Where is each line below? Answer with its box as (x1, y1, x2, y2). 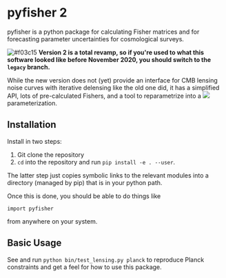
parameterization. (7, 98, 57, 107)
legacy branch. (7, 63, 50, 71)
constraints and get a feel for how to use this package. (7, 263, 162, 271)
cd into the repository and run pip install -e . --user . (17, 158, 176, 166)
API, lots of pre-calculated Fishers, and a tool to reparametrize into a (7, 92, 202, 100)
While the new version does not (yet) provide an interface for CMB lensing (7, 76, 218, 84)
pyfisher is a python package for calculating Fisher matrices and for (7, 28, 200, 36)
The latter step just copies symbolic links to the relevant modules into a (7, 171, 209, 180)
